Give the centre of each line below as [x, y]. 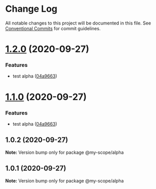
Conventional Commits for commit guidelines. [53, 28]
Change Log [31, 9]
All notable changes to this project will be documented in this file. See [78, 23]
